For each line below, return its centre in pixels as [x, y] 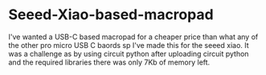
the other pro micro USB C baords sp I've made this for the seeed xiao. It [129, 45]
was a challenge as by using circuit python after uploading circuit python [129, 53]
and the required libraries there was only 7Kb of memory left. [109, 62]
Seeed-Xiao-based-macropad [111, 15]
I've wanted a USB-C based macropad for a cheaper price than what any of [133, 37]
